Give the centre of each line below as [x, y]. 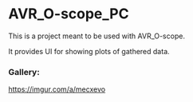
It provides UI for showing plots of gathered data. [89, 51]
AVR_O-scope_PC [69, 14]
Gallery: [24, 72]
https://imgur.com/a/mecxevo [57, 89]
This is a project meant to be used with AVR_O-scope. [97, 36]
